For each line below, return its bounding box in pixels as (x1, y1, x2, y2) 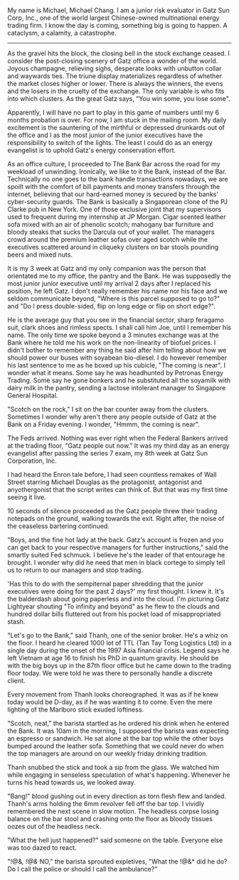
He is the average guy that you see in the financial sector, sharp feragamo (7, 316, 224, 324)
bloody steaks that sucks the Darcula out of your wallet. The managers (7, 227, 215, 236)
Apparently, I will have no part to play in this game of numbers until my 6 (7, 108, 219, 117)
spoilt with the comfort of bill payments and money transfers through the (7, 183, 221, 191)
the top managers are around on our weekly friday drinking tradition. (7, 749, 208, 758)
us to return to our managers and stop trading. (7, 566, 144, 574)
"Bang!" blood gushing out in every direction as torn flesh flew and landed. (7, 792, 226, 800)
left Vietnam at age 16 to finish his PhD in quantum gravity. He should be (7, 654, 219, 662)
